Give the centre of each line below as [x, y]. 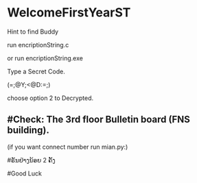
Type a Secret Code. [36, 71]
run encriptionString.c [38, 45]
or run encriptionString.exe [45, 58]
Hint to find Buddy [33, 32]
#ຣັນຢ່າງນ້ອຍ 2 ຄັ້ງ [32, 160]
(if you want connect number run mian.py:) [68, 147]
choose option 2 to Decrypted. [50, 98]
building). [28, 131]
